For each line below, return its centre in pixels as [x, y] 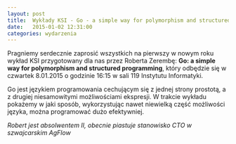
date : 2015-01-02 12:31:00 [50, 27]
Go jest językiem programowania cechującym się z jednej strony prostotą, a [117, 89]
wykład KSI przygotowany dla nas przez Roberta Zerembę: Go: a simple [111, 61]
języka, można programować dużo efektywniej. [76, 112]
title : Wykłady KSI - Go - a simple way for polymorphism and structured [119, 20]
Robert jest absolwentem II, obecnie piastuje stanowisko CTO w [100, 125]
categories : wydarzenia [42, 33]
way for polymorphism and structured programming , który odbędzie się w [117, 68]
